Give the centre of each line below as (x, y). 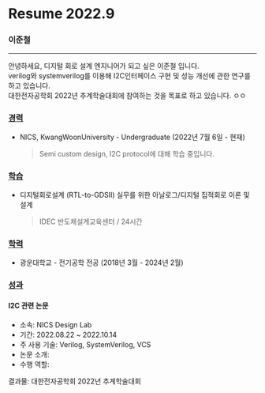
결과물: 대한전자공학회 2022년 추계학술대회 (75, 381)
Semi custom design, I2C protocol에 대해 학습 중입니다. (127, 153)
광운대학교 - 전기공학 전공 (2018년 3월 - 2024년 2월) (101, 263)
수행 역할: (34, 364)
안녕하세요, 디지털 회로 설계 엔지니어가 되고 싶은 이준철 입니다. (104, 66)
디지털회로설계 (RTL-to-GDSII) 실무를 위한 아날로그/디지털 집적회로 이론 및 (134, 195)
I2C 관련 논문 (28, 305)
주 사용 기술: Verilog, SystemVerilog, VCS (85, 344)
